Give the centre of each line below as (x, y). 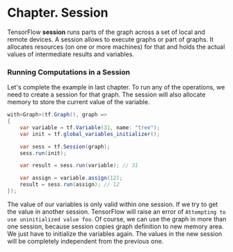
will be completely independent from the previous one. (86, 241)
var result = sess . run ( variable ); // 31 (79, 166)
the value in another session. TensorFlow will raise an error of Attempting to (116, 211)
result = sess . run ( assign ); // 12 (70, 185)
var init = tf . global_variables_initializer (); (90, 134)
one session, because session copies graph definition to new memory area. (115, 226)
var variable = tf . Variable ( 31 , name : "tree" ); (90, 127)
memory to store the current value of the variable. (79, 102)
